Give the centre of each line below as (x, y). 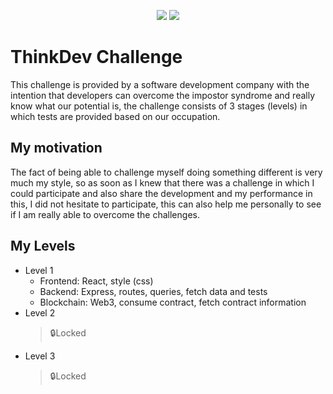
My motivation (56, 148)
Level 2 (40, 312)
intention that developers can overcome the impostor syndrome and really (163, 95)
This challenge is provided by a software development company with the (160, 84)
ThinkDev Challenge (96, 57)
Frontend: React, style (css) (96, 281)
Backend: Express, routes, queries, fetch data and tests (153, 291)
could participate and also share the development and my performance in (161, 193)
